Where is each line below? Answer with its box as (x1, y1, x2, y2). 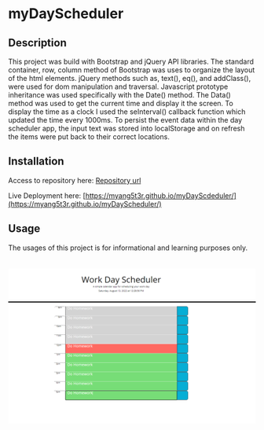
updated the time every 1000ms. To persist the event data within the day (8, 116, 243, 124)
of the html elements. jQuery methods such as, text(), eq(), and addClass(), (8, 74, 251, 83)
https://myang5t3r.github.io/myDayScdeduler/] (85, 190, 237, 200)
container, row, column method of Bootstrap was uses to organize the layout (8, 65, 255, 75)
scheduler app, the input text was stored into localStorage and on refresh (8, 123, 245, 133)
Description (8, 36, 67, 50)
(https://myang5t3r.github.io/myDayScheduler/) (8, 199, 163, 208)
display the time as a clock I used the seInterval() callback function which (8, 107, 246, 116)
